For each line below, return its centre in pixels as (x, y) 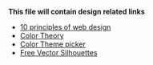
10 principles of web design (65, 27)
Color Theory (42, 36)
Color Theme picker (53, 44)
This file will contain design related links (77, 12)
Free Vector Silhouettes (58, 53)
